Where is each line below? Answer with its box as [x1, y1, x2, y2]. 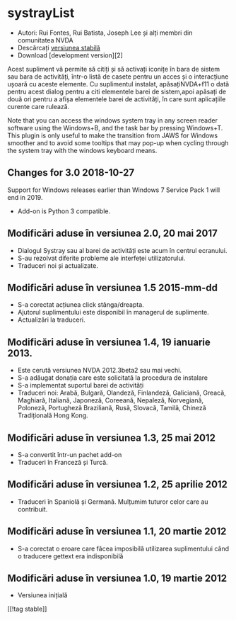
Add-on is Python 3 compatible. [17, 207, 111, 215]
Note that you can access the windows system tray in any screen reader [7, 115, 218, 125]
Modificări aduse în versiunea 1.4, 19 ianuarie [7, 336, 211, 348]
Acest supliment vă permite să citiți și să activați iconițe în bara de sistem [7, 64, 220, 73]
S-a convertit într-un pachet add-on [17, 451, 122, 458]
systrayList [7, 5, 75, 21]
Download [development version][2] [17, 51, 124, 60]
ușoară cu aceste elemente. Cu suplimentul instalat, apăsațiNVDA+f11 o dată [7, 79, 230, 88]
